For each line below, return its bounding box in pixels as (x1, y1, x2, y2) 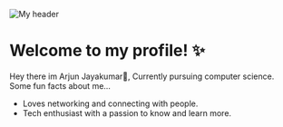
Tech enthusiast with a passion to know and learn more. (22, 107, 232, 118)
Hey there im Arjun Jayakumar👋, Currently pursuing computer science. (9, 71, 275, 82)
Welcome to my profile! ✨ (9, 41, 206, 61)
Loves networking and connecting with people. (22, 98, 199, 109)
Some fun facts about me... (9, 80, 112, 91)
